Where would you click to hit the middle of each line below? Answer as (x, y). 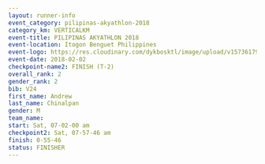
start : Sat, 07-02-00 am (49, 125)
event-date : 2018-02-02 (47, 60)
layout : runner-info (42, 15)
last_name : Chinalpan (44, 103)
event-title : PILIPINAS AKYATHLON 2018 (74, 37)
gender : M (24, 111)
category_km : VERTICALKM (49, 30)
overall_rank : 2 (35, 74)
